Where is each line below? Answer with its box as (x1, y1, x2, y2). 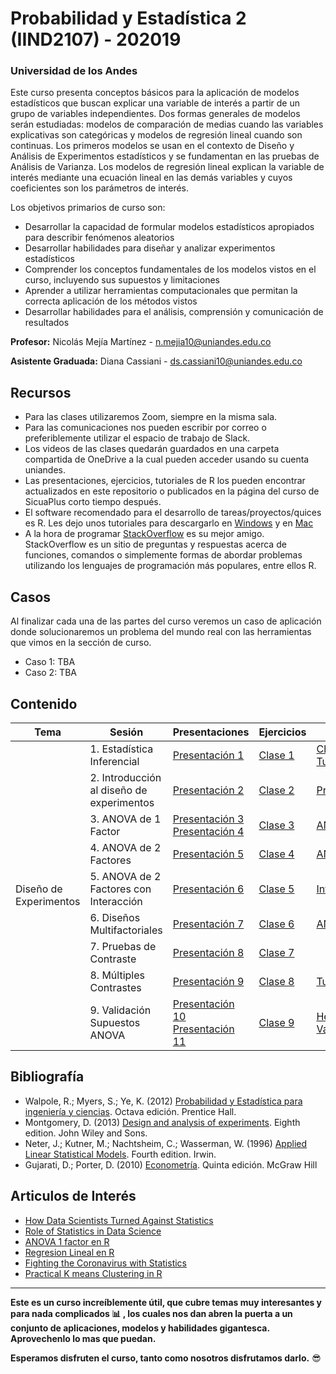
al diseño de (89, 783, 148, 797)
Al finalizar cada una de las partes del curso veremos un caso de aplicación (10, 615, 322, 627)
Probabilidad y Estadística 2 (10, 7, 247, 30)
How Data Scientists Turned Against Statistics (24, 1214, 214, 1226)
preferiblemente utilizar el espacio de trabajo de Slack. (24, 432, 251, 444)
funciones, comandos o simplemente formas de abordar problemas (24, 549, 303, 561)
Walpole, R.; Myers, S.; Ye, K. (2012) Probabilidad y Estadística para (24, 1095, 303, 1107)
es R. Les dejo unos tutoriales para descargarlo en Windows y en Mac (24, 517, 314, 529)
